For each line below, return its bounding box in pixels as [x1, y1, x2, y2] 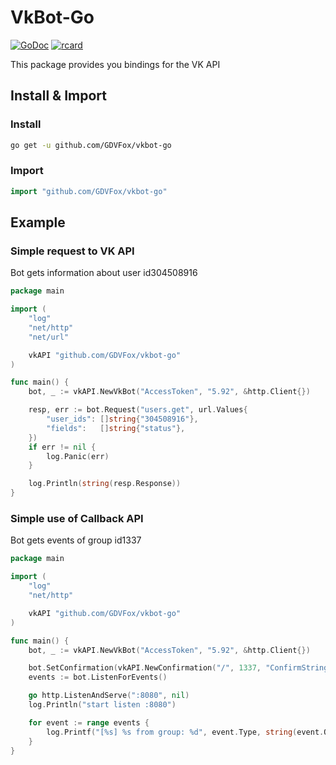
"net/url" [28, 332, 70, 342]
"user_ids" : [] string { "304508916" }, [46, 414, 199, 425]
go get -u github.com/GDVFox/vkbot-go [10, 140, 172, 150]
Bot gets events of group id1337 [10, 534, 142, 546]
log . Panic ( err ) [46, 451, 110, 461]
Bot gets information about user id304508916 [10, 267, 198, 279]
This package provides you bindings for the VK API [10, 58, 221, 70]
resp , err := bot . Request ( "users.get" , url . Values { [28, 405, 248, 415]
